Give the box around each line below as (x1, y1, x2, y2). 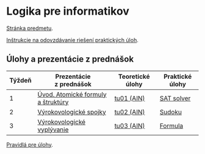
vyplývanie (37, 125, 69, 134)
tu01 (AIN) (114, 94, 145, 102)
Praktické (164, 72, 192, 81)
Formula (159, 121, 184, 130)
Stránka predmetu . (6, 24, 54, 32)
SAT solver (159, 94, 191, 102)
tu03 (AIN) (114, 121, 145, 130)
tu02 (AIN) (114, 108, 145, 116)
